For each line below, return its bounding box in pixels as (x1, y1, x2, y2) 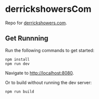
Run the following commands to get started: (5, 47, 95, 53)
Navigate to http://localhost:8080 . (5, 70, 74, 76)
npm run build (5, 89, 35, 94)
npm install (5, 57, 30, 62)
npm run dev (5, 61, 30, 66)
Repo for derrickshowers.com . (5, 20, 67, 26)
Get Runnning (5, 34, 49, 43)
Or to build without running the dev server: (5, 79, 92, 85)
